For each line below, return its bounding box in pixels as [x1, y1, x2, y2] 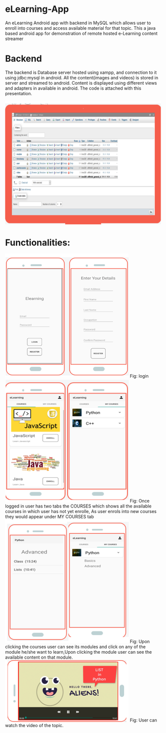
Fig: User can [129, 717, 157, 723]
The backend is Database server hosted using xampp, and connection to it [5, 69, 157, 75]
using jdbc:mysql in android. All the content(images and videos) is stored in [5, 74, 159, 80]
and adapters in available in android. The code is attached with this [5, 85, 142, 91]
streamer [5, 36, 24, 42]
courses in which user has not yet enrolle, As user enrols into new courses [5, 508, 157, 514]
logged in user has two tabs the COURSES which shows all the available [5, 503, 152, 509]
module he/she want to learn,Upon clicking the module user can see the [5, 649, 152, 655]
